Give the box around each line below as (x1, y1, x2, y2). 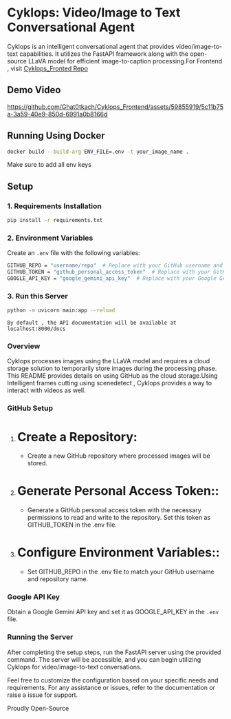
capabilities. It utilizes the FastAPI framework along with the (19, 50, 189, 58)
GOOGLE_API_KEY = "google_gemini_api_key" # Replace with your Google (7, 275, 217, 282)
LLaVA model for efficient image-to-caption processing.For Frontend (28, 57, 222, 65)
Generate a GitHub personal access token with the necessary (27, 506, 201, 514)
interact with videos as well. (7, 386, 86, 394)
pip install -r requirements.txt (7, 217, 103, 224)
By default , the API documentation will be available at (7, 319, 177, 327)
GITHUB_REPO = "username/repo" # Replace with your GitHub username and (7, 262, 223, 270)
